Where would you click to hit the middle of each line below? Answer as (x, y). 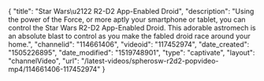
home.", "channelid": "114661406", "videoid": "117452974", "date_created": (129, 44)
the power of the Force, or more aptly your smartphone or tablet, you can (127, 19)
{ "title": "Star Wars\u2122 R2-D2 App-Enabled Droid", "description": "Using (131, 11)
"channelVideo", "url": (44, 61)
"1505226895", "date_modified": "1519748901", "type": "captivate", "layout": (132, 53)
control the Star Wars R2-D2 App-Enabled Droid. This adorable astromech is (132, 28)
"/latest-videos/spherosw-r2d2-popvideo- (150, 61)
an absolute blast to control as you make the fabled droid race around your (129, 36)
